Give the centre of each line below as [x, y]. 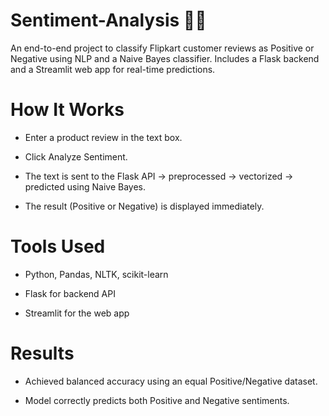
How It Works [67, 110]
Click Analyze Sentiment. [76, 156]
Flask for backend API [70, 293]
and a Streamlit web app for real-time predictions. [113, 69]
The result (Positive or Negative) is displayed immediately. [144, 206]
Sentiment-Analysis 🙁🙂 [108, 20]
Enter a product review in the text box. [103, 137]
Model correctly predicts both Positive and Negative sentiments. [157, 400]
